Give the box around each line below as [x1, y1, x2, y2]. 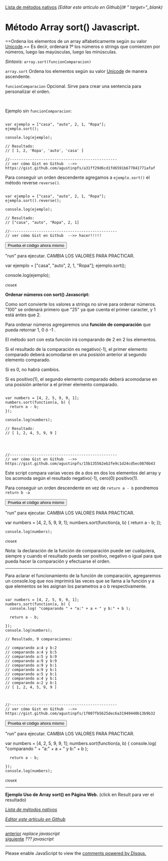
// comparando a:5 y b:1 [5, 672, 57, 677]
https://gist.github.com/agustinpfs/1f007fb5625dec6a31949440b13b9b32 [5, 711, 155, 716]
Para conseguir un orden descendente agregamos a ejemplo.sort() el [5, 174, 150, 180]
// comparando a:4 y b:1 [5, 676, 57, 681]
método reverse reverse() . [5, 179, 61, 185]
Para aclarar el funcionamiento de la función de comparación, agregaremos [5, 572, 161, 579]
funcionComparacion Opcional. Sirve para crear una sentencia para [5, 83, 141, 89]
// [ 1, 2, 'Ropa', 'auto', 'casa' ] [5, 148, 84, 153]
